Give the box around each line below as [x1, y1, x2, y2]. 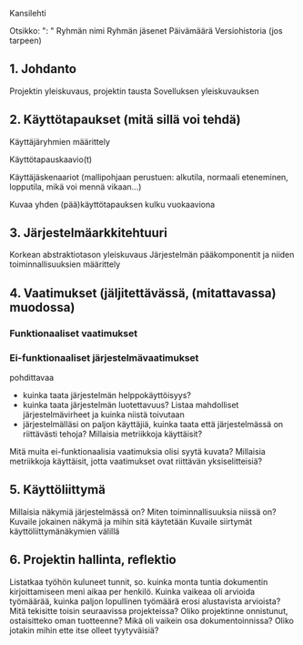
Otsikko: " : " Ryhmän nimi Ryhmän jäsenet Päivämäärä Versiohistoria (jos [9, 26, 284, 36]
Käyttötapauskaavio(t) [9, 154, 93, 165]
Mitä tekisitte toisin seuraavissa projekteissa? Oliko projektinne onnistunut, [9, 605, 288, 616]
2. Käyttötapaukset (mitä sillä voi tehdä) [9, 112, 241, 128]
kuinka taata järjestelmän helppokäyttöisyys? [22, 390, 191, 401]
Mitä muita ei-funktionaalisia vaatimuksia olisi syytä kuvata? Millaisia [9, 446, 266, 457]
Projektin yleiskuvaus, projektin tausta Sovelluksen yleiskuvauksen [9, 86, 259, 97]
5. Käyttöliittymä [9, 482, 106, 497]
